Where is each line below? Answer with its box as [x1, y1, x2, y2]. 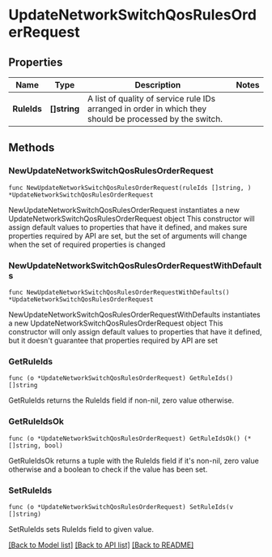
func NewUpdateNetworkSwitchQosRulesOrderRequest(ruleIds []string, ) [8, 184, 252, 192]
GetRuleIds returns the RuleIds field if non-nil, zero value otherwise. [8, 395, 235, 405]
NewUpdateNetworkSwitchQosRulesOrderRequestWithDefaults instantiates [8, 309, 261, 319]
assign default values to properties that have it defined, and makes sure [8, 222, 248, 232]
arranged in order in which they [87, 103, 207, 114]
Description [134, 80, 181, 90]
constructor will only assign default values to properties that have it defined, [8, 326, 262, 336]
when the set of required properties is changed [8, 240, 166, 249]
